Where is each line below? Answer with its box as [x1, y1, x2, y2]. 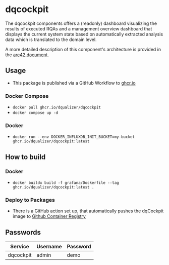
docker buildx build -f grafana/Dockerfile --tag [12, 180, 120, 185]
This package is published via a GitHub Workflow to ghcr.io [12, 80, 136, 86]
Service [10, 243, 29, 250]
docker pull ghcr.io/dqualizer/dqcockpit [12, 105, 101, 110]
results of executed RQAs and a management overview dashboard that [5, 25, 152, 31]
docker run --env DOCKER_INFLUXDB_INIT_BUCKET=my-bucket [12, 134, 135, 140]
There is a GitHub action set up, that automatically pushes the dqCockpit [12, 208, 164, 214]
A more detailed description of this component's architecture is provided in [5, 46, 161, 52]
